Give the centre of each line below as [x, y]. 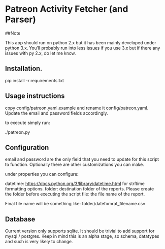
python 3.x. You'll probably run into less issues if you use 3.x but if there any [82, 48]
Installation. [24, 69]
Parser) [20, 19]
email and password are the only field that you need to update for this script [82, 159]
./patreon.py [18, 132]
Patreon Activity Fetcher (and [67, 9]
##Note [13, 33]
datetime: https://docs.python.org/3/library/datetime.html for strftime [75, 184]
